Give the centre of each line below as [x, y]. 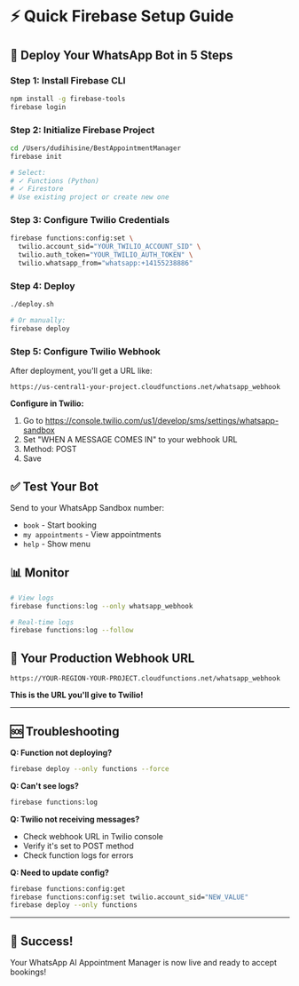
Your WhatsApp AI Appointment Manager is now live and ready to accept [144, 963]
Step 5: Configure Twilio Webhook [85, 351]
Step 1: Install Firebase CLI [68, 80]
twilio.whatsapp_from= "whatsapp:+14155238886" [106, 263]
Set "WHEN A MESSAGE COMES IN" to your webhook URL [130, 440]
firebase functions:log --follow [72, 631]
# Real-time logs [42, 622]
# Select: [28, 172]
